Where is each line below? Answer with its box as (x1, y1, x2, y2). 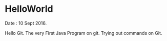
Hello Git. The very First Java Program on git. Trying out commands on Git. (5, 30, 162, 36)
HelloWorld (5, 3, 53, 15)
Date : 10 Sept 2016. (5, 20, 47, 26)
